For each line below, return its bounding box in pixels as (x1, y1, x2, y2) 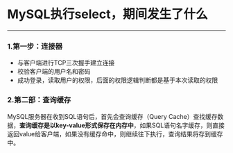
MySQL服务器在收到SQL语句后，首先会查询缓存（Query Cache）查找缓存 (7, 112, 218, 120)
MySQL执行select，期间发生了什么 (7, 6, 208, 22)
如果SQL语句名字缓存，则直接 (139, 121, 225, 129)
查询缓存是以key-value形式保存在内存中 (19, 121, 134, 129)
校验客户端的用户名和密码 (17, 67, 91, 76)
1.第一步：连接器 (7, 41, 63, 51)
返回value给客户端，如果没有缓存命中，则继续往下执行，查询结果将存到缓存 (7, 129, 223, 138)
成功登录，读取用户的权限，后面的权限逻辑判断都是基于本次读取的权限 (17, 76, 218, 84)
